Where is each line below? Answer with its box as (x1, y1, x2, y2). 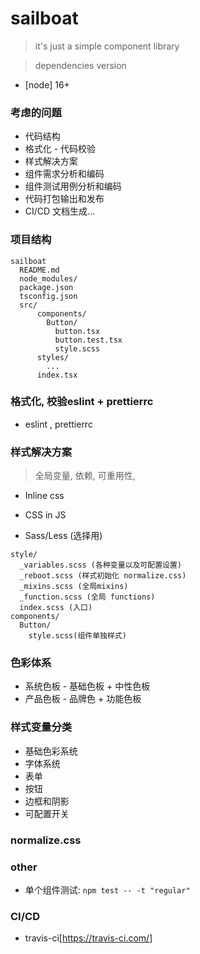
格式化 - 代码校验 (24, 143, 97, 155)
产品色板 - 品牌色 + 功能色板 (24, 693, 142, 705)
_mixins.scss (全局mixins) (19, 582, 129, 592)
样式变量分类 (10, 720, 73, 734)
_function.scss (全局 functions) (19, 592, 156, 602)
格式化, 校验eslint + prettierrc (10, 395, 154, 409)
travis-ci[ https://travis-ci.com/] (24, 932, 153, 944)
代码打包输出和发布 (24, 193, 105, 205)
